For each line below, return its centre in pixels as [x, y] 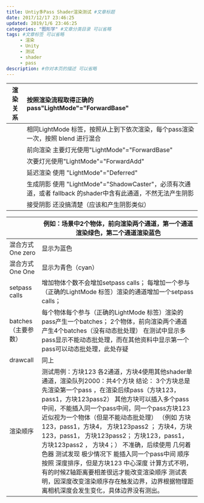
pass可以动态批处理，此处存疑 [85, 349]
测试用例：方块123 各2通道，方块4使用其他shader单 [117, 372]
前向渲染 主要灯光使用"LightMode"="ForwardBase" [100, 150]
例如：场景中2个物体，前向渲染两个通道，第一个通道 [118, 224]
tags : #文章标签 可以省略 [36, 35]
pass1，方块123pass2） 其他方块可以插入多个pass [115, 399]
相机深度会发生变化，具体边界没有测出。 [106, 491]
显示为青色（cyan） [70, 267]
